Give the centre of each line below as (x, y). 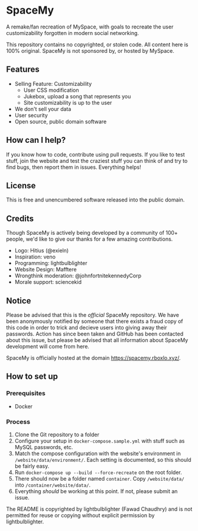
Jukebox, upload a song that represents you (77, 96)
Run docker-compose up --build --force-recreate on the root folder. (98, 472)
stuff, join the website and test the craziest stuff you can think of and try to (97, 161)
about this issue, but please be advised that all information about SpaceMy (97, 340)
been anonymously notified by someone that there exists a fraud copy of (95, 321)
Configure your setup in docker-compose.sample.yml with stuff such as (100, 441)
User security (31, 115)
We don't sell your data (43, 109)
